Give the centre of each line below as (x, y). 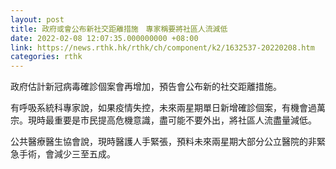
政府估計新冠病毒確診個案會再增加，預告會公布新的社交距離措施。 (146, 87)
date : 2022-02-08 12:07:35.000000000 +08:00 (104, 38)
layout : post (37, 19)
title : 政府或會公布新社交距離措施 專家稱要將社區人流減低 (119, 29)
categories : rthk (46, 57)
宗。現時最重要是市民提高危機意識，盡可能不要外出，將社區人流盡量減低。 (163, 120)
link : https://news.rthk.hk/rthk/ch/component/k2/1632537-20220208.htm (162, 47)
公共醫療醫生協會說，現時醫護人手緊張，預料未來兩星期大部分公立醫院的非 (163, 142)
